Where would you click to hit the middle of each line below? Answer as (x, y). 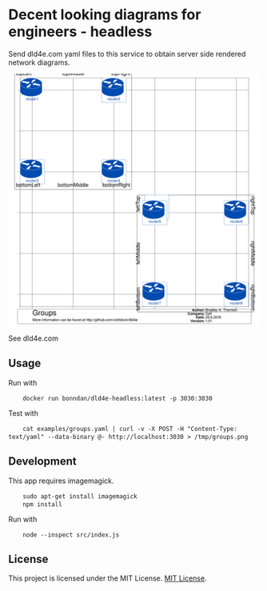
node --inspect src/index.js (71, 535)
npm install (42, 504)
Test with (23, 413)
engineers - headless (80, 32)
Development (43, 461)
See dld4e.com (33, 338)
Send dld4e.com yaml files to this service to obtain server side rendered (127, 54)
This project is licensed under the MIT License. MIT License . (108, 578)
